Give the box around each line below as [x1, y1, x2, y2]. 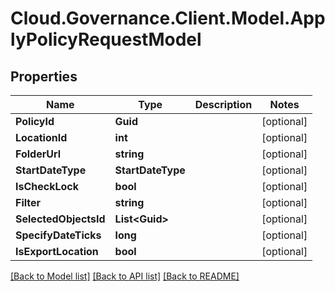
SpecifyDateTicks [15, 228, 102, 242]
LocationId [15, 131, 68, 144]
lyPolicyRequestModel [10, 28, 202, 51]
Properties [10, 68, 78, 85]
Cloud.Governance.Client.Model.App [10, 7, 326, 30]
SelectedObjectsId [15, 212, 106, 226]
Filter [15, 196, 42, 209]
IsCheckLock [15, 180, 80, 193]
